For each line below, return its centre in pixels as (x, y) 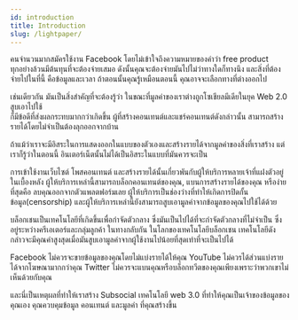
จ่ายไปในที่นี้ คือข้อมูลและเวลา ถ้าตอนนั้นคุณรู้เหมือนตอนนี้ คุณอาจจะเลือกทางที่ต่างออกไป (139, 79)
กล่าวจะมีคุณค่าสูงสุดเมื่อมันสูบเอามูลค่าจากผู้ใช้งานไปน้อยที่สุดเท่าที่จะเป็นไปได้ (122, 239)
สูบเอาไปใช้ (26, 106)
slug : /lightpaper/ (46, 34)
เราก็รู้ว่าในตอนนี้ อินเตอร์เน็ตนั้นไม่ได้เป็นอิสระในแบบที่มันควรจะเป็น (109, 154)
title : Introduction (48, 26)
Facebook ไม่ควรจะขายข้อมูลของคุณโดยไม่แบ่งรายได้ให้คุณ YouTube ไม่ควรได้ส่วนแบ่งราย (147, 257)
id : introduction (42, 17)
